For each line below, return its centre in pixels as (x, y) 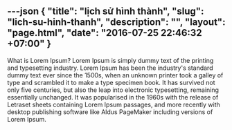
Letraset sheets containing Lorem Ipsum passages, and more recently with (114, 104)
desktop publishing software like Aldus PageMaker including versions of (110, 112)
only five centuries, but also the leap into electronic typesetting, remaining (113, 90)
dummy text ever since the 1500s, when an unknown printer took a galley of (115, 75)
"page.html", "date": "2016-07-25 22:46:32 (105, 33)
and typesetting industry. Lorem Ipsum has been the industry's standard (110, 68)
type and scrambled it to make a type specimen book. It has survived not (111, 82)
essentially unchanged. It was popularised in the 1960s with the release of (113, 97)
